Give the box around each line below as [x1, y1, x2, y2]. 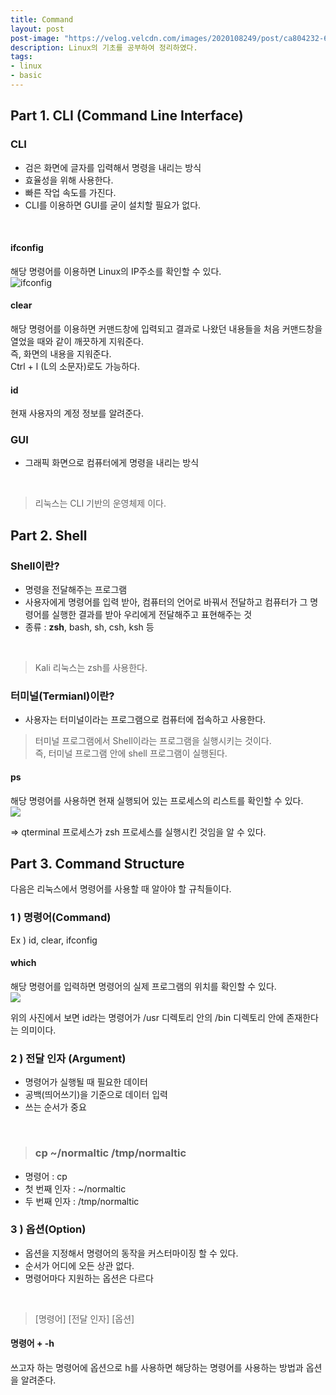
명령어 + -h [10, 1337, 55, 1350]
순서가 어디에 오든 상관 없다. [24, 1259, 135, 1271]
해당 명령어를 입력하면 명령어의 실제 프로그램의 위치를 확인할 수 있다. [10, 980, 277, 992]
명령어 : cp [24, 1170, 68, 1182]
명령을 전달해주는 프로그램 [24, 584, 128, 596]
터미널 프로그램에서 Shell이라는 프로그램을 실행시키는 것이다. [34, 735, 272, 747]
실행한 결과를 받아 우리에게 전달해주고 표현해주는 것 [51, 609, 253, 621]
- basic [10, 71, 43, 81]
